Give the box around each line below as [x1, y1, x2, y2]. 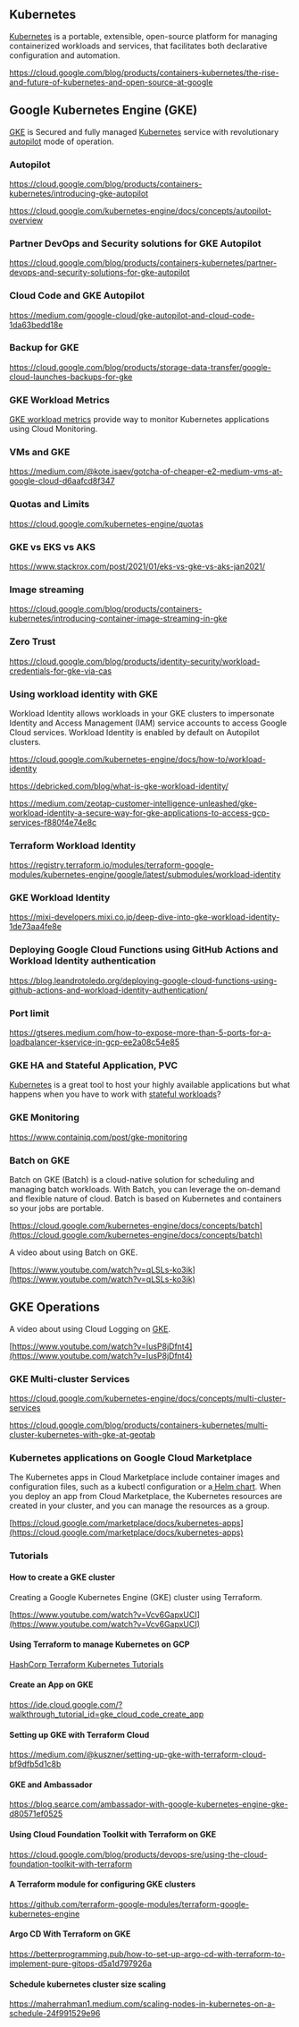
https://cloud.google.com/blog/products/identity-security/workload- [9, 656, 261, 666]
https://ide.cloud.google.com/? [9, 1699, 123, 1709]
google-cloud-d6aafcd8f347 [9, 476, 115, 487]
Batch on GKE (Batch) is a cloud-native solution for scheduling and [9, 1174, 255, 1184]
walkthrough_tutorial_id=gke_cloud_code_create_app [9, 1709, 204, 1719]
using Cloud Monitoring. [9, 424, 98, 435]
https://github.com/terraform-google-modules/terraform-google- [9, 1898, 250, 1909]
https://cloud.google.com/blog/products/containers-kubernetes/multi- [9, 1420, 269, 1430]
